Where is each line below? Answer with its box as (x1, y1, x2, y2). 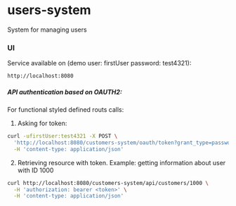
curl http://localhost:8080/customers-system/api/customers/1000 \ (7, 179, 209, 186)
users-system (7, 2, 91, 18)
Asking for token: (17, 119, 67, 128)
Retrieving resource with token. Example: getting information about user (17, 158, 226, 167)
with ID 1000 (17, 166, 54, 174)
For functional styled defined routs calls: (7, 105, 124, 114)
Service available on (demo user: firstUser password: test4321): (7, 59, 192, 67)
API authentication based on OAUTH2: (7, 87, 123, 96)
